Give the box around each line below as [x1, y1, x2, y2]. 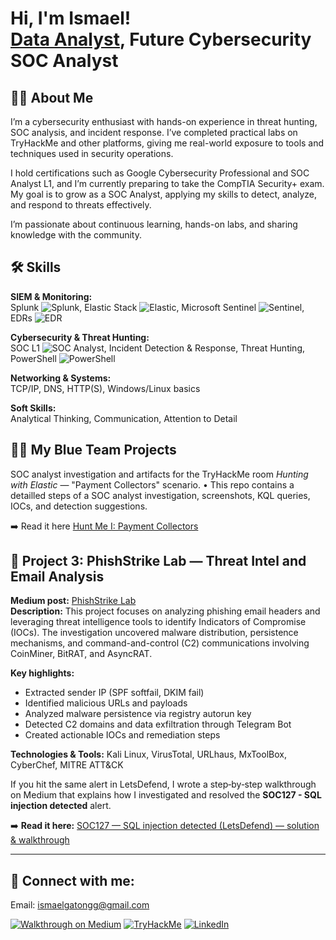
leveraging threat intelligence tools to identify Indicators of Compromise [10, 616, 307, 628]
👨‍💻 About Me [10, 89, 94, 106]
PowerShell [10, 352, 57, 364]
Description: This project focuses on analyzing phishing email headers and [10, 605, 321, 617]
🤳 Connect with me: [10, 872, 135, 889]
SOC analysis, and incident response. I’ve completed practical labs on [10, 127, 298, 138]
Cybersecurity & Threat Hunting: [10, 331, 150, 343]
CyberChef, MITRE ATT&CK [10, 759, 124, 771]
